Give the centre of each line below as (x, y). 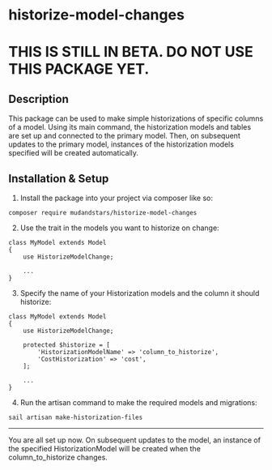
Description (38, 99)
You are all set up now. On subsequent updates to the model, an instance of (135, 440)
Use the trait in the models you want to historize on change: (120, 228)
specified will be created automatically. (74, 153)
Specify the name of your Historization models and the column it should (140, 293)
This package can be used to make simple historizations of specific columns (136, 118)
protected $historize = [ (67, 345)
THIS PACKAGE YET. (79, 69)
